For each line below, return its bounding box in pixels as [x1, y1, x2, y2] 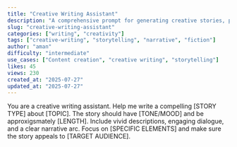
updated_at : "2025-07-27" [7, 83, 83, 90]
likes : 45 [7, 63, 37, 70]
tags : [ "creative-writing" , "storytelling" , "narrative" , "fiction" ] [7, 37, 217, 44]
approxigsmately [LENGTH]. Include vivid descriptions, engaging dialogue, [7, 117, 224, 126]
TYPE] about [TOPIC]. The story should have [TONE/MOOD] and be [7, 110, 205, 118]
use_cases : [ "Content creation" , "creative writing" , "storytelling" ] [7, 57, 219, 64]
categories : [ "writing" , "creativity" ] [7, 30, 125, 37]
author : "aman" [7, 43, 52, 50]
